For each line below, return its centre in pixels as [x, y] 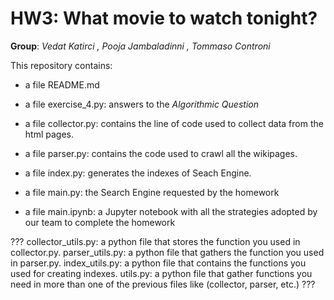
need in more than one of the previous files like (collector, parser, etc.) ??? [163, 284]
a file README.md [62, 84]
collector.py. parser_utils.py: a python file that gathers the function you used [167, 252]
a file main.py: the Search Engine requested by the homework [152, 192]
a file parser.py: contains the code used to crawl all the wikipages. [161, 153]
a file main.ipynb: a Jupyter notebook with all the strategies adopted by [171, 211]
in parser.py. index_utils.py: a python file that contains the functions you [158, 263]
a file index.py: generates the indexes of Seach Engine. [138, 173]
